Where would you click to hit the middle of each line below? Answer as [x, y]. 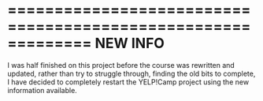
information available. [43, 90]
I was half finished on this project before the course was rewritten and [121, 65]
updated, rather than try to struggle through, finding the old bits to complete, [131, 73]
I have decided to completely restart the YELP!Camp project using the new [128, 82]
